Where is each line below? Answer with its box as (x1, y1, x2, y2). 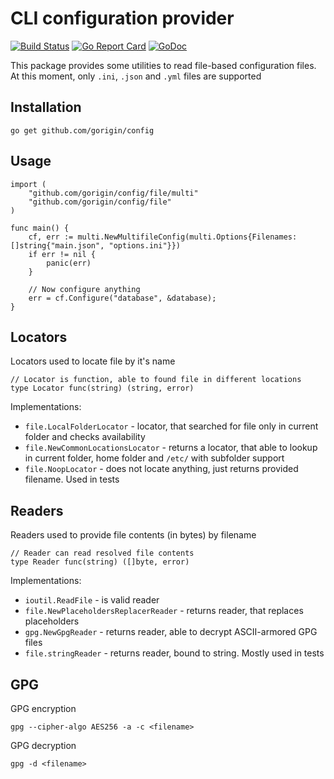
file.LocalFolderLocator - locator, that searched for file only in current (24, 420, 319, 432)
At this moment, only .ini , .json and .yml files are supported (10, 70, 262, 82)
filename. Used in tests (24, 473, 120, 486)
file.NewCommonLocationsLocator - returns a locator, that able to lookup (24, 442, 318, 454)
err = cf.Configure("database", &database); (28, 293, 217, 303)
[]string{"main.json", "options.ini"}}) (10, 240, 182, 251)
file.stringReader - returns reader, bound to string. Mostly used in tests (24, 647, 325, 659)
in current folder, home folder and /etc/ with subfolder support (24, 452, 285, 464)
